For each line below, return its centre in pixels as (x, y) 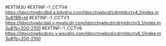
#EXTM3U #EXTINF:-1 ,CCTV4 (36, 7)
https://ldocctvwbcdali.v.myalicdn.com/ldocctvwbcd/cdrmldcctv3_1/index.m (83, 23)
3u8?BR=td (17, 18)
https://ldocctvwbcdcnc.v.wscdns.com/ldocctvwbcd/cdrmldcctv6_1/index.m (83, 33)
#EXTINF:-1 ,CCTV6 (62, 28)
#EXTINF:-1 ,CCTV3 (49, 18)
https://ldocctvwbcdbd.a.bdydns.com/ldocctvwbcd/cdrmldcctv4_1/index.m (82, 12)
